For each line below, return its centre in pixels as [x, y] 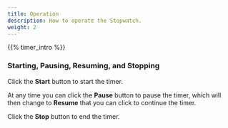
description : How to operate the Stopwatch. [75, 21]
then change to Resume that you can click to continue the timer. [102, 102]
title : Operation [33, 14]
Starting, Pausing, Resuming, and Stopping [84, 66]
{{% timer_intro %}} [36, 48]
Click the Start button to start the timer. [65, 81]
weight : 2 [22, 27]
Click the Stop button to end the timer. [64, 116]
